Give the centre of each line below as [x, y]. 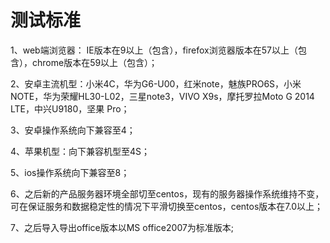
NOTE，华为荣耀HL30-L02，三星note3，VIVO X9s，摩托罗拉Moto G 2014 [162, 96]
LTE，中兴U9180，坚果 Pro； [70, 108]
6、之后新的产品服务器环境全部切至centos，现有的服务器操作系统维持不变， [167, 193]
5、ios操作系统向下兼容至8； [70, 172]
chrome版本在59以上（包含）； [94, 62]
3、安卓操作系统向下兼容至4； [73, 130]
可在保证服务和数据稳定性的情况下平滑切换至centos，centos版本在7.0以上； [166, 206]
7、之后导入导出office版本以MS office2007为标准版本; [122, 227]
